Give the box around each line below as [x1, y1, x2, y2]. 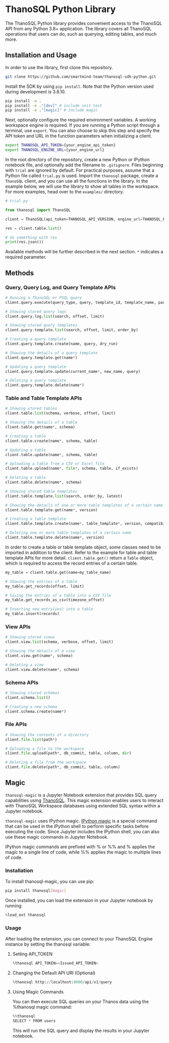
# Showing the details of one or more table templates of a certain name [5, 503, 163, 508]
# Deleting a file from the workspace [5, 760, 87, 765]
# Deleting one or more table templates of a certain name [5, 530, 132, 535]
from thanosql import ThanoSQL [5, 207, 71, 212]
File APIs [5, 721, 27, 728]
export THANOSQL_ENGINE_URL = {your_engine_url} [5, 147, 105, 152]
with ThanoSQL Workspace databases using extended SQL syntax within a [5, 802, 160, 808]
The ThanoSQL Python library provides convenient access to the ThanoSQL [5, 20, 162, 26]
